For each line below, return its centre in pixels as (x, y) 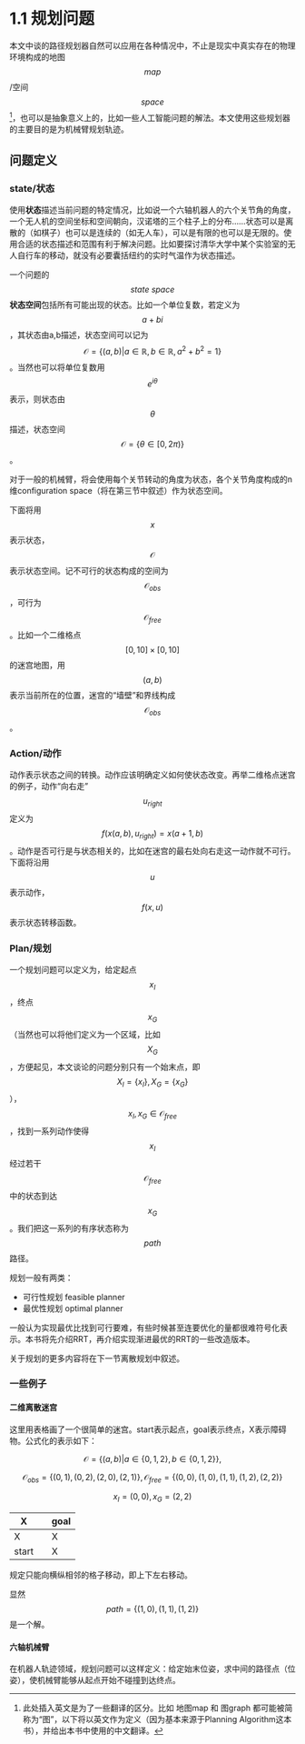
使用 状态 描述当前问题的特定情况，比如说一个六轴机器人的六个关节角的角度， (152, 210)
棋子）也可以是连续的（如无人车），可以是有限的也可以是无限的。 (162, 233)
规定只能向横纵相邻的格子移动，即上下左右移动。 (101, 1575)
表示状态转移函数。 (45, 922)
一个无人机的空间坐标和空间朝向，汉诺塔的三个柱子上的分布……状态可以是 (148, 221)
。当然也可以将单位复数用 (57, 367)
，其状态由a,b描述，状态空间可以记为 (79, 335)
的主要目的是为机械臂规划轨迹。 (69, 129)
